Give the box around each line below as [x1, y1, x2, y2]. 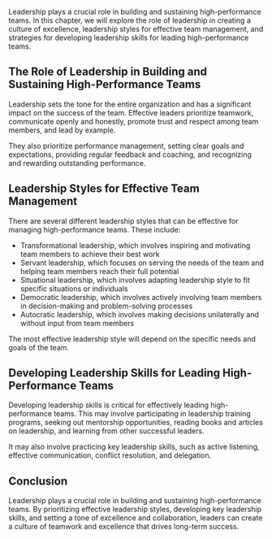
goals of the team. [8, 342, 70, 352]
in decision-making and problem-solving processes [19, 301, 193, 311]
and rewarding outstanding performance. [8, 158, 146, 167]
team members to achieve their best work [19, 249, 160, 259]
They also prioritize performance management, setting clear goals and [8, 141, 244, 150]
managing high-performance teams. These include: [8, 224, 181, 234]
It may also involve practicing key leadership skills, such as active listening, [8, 442, 260, 452]
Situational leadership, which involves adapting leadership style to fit [19, 275, 250, 285]
